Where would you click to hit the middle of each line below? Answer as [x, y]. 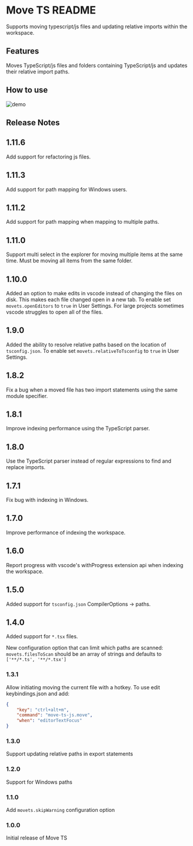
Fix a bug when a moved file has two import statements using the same [92, 390]
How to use [27, 90]
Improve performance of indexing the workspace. [66, 532]
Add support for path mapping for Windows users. [67, 189]
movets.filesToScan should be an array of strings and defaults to [84, 654]
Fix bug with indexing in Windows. [47, 500]
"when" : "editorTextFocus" [49, 721]
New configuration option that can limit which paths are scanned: [85, 648]
